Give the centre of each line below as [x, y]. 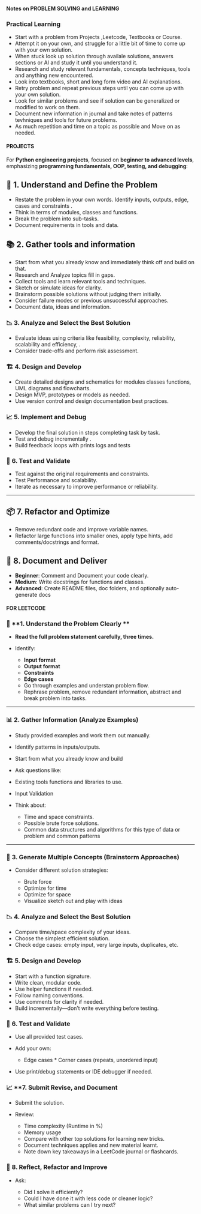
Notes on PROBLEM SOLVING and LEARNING [63, 8]
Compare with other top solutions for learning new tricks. [94, 1139]
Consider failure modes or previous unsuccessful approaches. [92, 300]
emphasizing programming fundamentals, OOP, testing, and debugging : [97, 166]
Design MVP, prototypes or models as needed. [72, 395]
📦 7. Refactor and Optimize [58, 512]
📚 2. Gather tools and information [71, 245]
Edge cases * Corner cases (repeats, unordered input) [91, 1060]
